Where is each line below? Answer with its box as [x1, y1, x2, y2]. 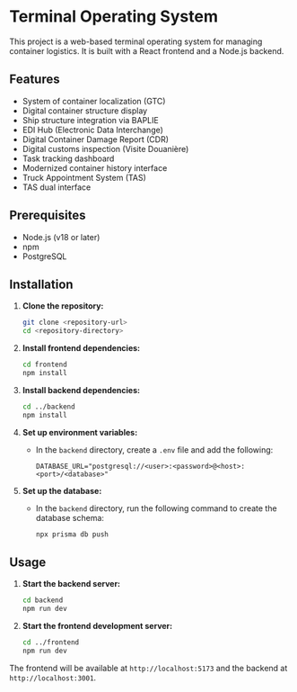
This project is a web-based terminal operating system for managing [9, 36, 263, 47]
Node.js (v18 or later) [22, 231, 100, 242]
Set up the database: [22, 485, 102, 496]
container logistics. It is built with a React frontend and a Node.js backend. [9, 45, 284, 56]
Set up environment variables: [22, 427, 138, 437]
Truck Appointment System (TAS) [22, 172, 146, 183]
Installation [9, 276, 74, 292]
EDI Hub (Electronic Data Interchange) [22, 124, 164, 135]
